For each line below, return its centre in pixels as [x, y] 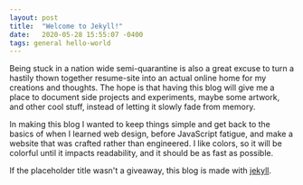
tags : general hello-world [60, 43]
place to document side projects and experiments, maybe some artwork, [145, 97]
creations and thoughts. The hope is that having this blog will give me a [142, 88]
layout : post [34, 18]
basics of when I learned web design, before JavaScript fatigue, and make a [151, 134]
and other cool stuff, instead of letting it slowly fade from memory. [133, 107]
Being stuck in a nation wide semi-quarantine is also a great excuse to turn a [152, 69]
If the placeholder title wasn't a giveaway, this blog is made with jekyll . [141, 171]
